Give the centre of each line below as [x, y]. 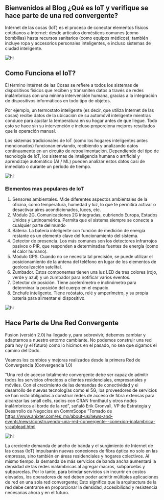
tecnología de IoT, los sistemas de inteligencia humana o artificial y [72, 156]
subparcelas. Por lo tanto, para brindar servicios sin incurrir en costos [75, 472]
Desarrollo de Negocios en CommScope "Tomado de [59, 411]
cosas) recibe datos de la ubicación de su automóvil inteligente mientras [78, 115]
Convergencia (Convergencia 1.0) [39, 365]
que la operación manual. [31, 131]
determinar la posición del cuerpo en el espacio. [61, 287]
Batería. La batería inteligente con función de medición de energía [79, 230]
